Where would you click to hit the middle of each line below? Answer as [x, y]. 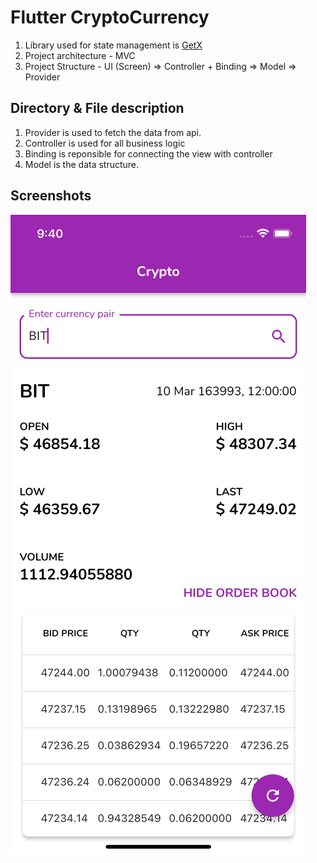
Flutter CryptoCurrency [110, 17]
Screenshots [51, 196]
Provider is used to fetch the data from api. [113, 132]
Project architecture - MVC [80, 55]
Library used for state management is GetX [113, 45]
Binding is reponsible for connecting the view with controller [148, 153]
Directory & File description [97, 108]
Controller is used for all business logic [105, 143]
